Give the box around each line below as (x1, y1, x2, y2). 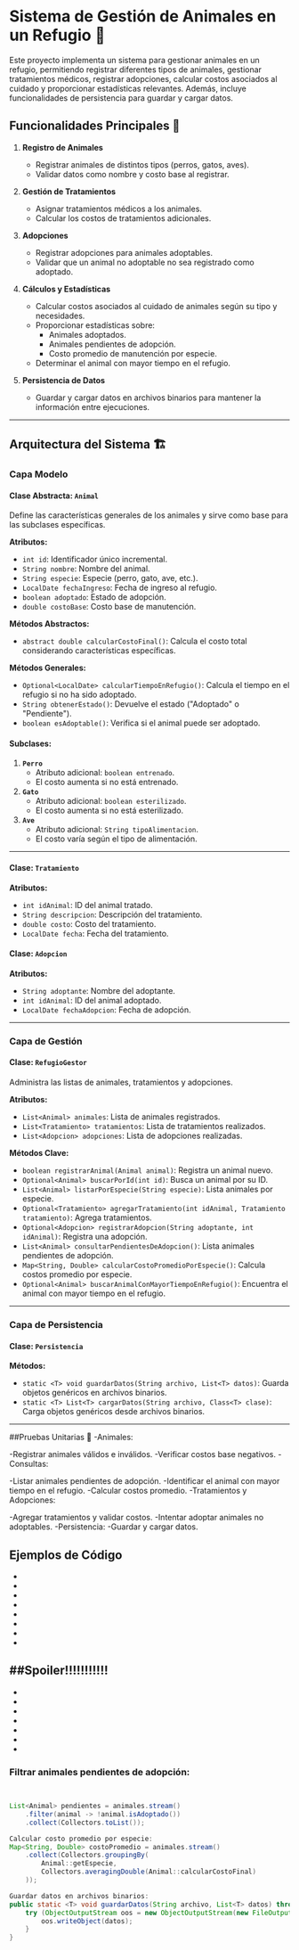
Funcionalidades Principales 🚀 (9, 119, 181, 134)
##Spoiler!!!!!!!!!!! (9, 1663, 109, 1678)
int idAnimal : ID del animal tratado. (21, 899, 153, 910)
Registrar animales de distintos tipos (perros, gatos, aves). (35, 159, 249, 170)
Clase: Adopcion (9, 948, 68, 959)
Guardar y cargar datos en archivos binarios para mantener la (35, 392, 262, 403)
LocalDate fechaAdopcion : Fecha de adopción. (21, 1004, 191, 1015)
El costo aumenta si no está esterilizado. (35, 805, 184, 816)
